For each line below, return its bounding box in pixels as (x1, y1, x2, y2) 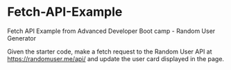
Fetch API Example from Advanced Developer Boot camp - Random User (7, 27, 216, 35)
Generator (7, 34, 37, 42)
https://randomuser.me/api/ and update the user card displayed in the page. (7, 54, 224, 62)
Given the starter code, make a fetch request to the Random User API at (7, 47, 213, 56)
